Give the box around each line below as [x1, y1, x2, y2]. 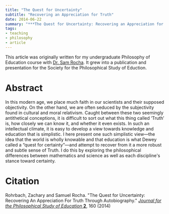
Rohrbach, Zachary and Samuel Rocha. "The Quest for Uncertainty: [5, 192, 145, 198]
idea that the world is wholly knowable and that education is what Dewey [5, 136, 157, 142]
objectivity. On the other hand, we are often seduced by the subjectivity [5, 104, 154, 110]
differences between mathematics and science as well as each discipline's [5, 152, 160, 159]
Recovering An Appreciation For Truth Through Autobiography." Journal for [5, 197, 161, 203]
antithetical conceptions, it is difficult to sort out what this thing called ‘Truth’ [5, 115, 164, 121]
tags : [5, 26, 17, 31]
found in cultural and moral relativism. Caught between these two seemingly [5, 109, 164, 116]
